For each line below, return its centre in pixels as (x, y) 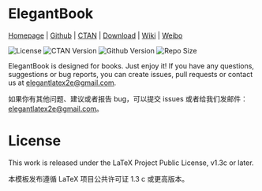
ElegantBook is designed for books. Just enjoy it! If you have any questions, (131, 66)
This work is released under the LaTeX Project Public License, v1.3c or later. (131, 163)
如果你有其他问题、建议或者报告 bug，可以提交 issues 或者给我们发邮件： (128, 98)
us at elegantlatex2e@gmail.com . (62, 83)
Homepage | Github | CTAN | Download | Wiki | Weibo (95, 35)
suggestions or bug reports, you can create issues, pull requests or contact (131, 74)
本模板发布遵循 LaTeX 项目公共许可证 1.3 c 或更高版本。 (99, 178)
